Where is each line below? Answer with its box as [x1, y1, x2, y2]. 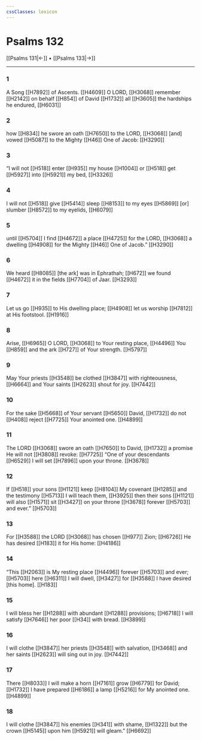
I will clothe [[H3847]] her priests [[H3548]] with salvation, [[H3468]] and [6, 645, 187, 652]
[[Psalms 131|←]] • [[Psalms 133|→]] [6, 55, 96, 62]
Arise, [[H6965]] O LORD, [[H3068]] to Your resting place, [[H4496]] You [6, 339, 186, 346]
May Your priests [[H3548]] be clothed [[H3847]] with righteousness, [6, 374, 178, 382]
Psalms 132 [6, 34, 64, 48]
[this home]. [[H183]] [6, 581, 58, 588]
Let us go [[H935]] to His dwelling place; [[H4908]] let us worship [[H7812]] [6, 304, 193, 312]
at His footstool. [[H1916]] [6, 311, 69, 318]
